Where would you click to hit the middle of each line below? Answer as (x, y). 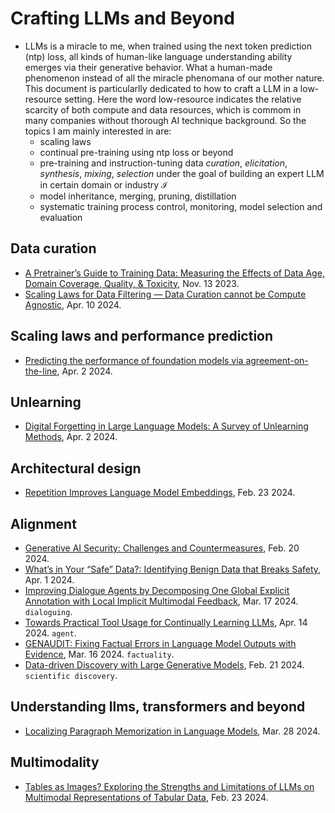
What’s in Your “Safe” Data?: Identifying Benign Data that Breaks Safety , (173, 569)
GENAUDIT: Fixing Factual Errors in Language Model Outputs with (160, 643)
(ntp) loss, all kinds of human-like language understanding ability (158, 56)
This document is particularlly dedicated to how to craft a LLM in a (161, 88)
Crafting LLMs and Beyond (122, 18)
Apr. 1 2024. (49, 580)
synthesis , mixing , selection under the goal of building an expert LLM (182, 173)
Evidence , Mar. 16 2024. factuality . (99, 654)
